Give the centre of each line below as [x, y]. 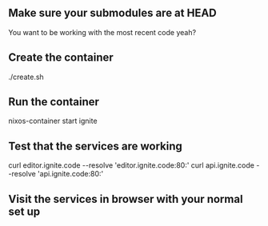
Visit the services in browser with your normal [126, 199]
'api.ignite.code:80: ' [70, 174]
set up [24, 211]
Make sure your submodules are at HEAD [113, 13]
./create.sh [26, 77]
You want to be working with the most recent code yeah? [102, 32]
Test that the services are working [95, 146]
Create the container [61, 58]
